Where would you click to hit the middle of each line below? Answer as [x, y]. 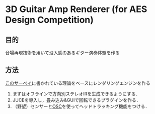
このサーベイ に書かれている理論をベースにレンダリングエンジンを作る [78, 83]
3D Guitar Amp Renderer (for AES [76, 9]
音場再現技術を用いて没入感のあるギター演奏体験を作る [62, 53]
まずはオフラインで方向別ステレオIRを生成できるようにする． [76, 93]
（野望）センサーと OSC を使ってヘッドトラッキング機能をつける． [81, 106]
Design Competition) [50, 20]
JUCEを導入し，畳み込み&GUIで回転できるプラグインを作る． [76, 100]
